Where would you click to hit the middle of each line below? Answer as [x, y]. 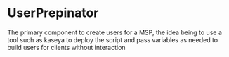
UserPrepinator [53, 13]
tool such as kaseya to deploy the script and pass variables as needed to [113, 39]
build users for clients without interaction [66, 47]
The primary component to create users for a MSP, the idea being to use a [115, 32]
